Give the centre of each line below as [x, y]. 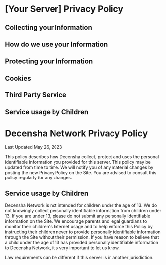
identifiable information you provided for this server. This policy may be [78, 162]
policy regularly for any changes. [39, 178]
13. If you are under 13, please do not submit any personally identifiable [78, 216]
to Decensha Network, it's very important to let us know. [63, 248]
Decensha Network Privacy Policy [77, 133]
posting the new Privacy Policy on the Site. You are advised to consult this [81, 173]
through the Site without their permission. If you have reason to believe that [82, 237]
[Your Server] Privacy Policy [64, 9]
